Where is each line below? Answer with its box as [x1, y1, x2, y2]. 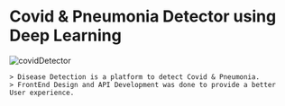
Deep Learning [9, 25, 122, 46]
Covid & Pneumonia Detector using [9, 6, 277, 27]
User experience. [9, 88, 75, 97]
